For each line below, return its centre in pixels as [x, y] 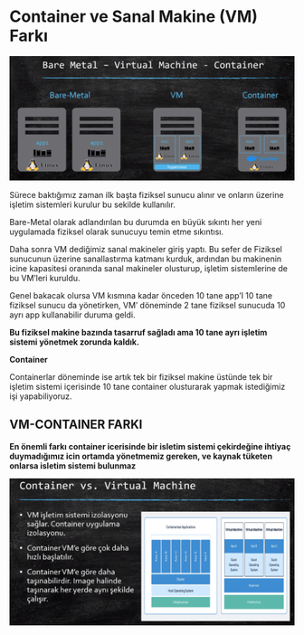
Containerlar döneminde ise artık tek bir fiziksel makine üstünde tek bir [141, 376]
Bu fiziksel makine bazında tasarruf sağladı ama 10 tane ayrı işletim [138, 332]
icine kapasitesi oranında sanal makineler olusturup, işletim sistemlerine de [148, 268]
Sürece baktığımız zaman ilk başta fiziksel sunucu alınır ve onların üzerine [147, 194]
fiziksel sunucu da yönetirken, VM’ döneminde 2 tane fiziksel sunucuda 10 [147, 305]
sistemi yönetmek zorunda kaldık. [75, 342]
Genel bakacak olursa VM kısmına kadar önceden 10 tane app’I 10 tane [141, 295]
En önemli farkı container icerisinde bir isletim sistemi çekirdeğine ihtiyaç [150, 446]
